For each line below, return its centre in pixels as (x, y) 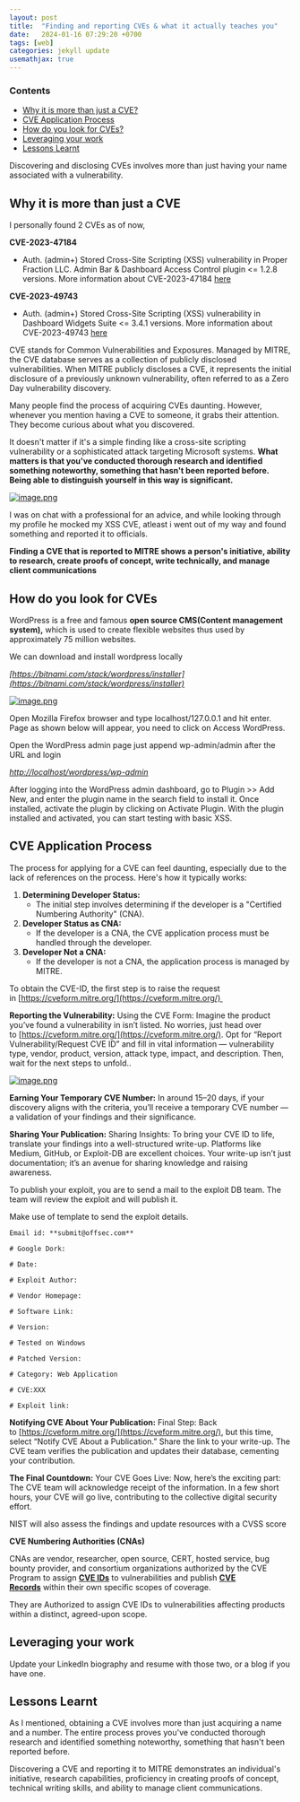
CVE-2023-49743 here (64, 333)
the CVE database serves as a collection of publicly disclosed (123, 360)
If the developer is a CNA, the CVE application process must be (152, 933)
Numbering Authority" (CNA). (90, 914)
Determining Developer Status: (81, 894)
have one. (28, 1673)
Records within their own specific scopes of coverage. (111, 1587)
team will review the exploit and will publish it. (94, 1199)
